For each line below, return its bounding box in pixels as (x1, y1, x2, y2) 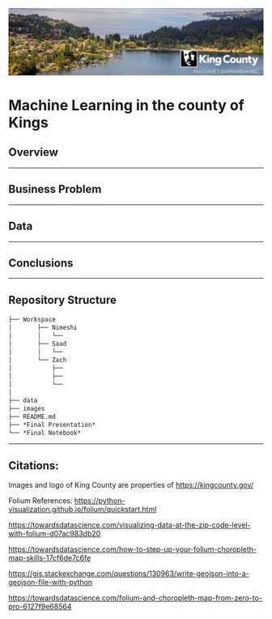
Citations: (8, 459, 59, 472)
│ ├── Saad (8, 340, 67, 348)
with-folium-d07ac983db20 (8, 528, 101, 538)
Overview (8, 146, 59, 160)
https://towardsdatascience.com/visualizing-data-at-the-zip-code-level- (8, 519, 251, 530)
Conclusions (8, 256, 74, 270)
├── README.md (8, 413, 57, 421)
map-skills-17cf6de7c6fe (8, 553, 91, 562)
